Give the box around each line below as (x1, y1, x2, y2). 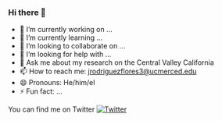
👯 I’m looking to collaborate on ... (19, 41, 126, 51)
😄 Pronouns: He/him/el (19, 78, 95, 87)
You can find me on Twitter (8, 105, 95, 114)
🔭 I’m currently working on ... (19, 25, 113, 34)
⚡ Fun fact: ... (19, 87, 63, 96)
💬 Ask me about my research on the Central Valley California (19, 58, 215, 67)
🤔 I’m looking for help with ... (19, 50, 112, 59)
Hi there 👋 (8, 7, 47, 18)
